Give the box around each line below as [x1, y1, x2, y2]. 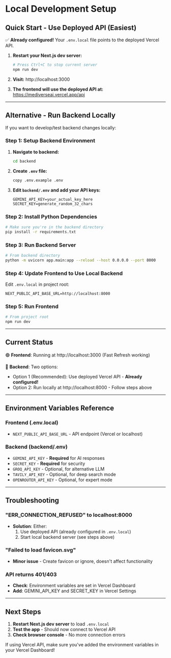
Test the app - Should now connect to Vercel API [12, 626, 116, 632]
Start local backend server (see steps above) [20, 534, 115, 540]
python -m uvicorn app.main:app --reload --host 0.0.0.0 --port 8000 [5, 258, 156, 263]
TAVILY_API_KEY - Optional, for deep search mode [12, 471, 116, 477]
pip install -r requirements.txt [5, 229, 76, 234]
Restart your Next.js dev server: [12, 52, 82, 59]
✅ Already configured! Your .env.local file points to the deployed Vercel [5, 37, 159, 43]
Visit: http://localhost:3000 [12, 76, 70, 82]
